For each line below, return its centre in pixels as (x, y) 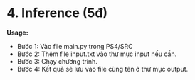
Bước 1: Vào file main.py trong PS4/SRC (75, 46)
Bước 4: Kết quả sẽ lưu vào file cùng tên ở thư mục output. (102, 69)
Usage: (18, 33)
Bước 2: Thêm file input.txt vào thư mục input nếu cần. (97, 54)
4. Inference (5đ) (57, 13)
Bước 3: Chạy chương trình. (57, 61)
